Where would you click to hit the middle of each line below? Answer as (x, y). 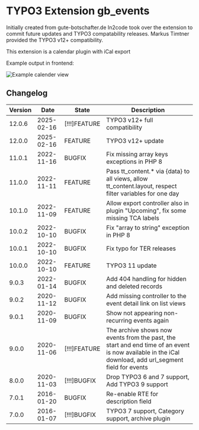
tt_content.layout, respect (142, 186)
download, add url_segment (145, 359)
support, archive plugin (138, 418)
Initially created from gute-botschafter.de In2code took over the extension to (99, 27)
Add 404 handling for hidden (146, 279)
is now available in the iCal (143, 352)
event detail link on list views (146, 303)
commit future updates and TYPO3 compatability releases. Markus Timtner (98, 33)
